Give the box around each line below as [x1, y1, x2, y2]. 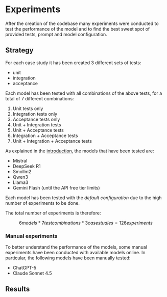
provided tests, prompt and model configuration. [5, 31, 107, 37]
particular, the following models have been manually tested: [5, 255, 131, 261]
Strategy [5, 46, 34, 55]
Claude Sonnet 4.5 [12, 270, 52, 276]
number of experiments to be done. [5, 200, 80, 206]
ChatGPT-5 [12, 265, 37, 271]
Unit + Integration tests [12, 121, 61, 128]
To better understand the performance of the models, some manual [5, 244, 147, 250]
